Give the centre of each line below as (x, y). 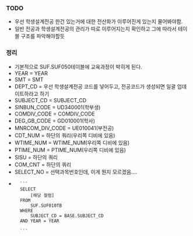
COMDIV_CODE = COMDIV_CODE (55, 114)
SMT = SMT (29, 79)
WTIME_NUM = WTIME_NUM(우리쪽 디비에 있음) (72, 143)
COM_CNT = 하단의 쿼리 (43, 164)
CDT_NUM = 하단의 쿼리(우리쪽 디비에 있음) (65, 135)
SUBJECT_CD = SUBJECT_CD (50, 100)
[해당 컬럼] (42, 195)
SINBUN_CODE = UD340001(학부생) (57, 107)
